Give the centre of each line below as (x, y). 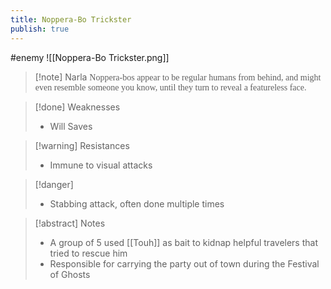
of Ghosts (70, 274)
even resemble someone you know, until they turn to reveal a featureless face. (170, 87)
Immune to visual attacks (101, 165)
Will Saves (71, 126)
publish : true (40, 29)
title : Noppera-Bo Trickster (71, 19)
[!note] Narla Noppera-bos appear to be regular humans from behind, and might (178, 77)
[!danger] (54, 184)
